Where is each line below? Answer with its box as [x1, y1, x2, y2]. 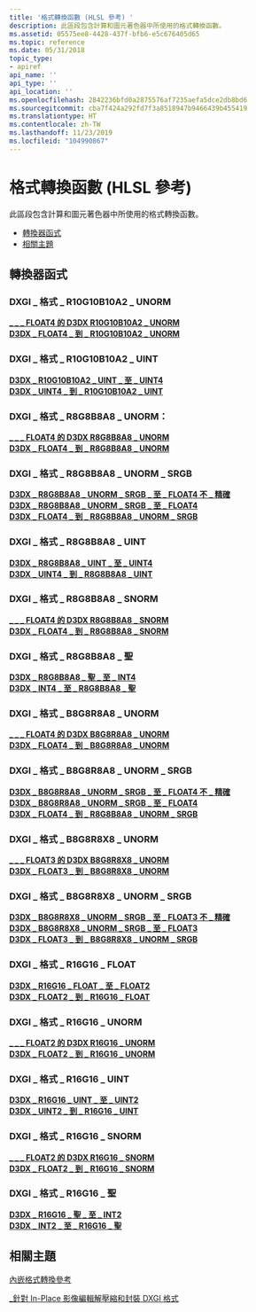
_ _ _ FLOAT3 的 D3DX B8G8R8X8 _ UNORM [9, 855, 170, 865]
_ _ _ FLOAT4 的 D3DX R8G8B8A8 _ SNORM [9, 614, 169, 625]
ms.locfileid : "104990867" [9, 137, 109, 145]
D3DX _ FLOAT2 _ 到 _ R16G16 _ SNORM [9, 1163, 155, 1174]
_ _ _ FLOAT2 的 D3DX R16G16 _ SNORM [9, 1152, 155, 1162]
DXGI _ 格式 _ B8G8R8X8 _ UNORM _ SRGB [9, 890, 192, 902]
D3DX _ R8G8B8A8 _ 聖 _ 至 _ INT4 [9, 672, 136, 683]
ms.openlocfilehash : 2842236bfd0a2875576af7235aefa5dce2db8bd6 [9, 95, 248, 105]
